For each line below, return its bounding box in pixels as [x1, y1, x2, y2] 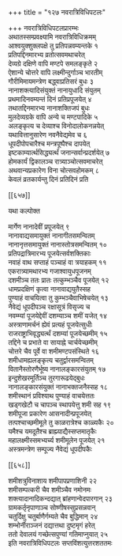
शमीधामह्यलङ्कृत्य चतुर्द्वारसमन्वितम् [8, 356, 94, 365]
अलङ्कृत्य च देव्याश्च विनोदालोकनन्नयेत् [8, 121, 105, 130]
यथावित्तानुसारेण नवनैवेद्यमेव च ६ [8, 130, 88, 139]
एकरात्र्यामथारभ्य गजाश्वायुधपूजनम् [8, 267, 92, 276]
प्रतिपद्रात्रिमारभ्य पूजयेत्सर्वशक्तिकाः [8, 249, 91, 258]
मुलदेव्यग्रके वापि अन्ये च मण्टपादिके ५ [8, 112, 98, 122]
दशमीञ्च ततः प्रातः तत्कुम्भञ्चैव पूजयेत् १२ [8, 275, 109, 285]
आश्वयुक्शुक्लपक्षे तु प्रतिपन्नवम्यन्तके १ [8, 41, 98, 51]
